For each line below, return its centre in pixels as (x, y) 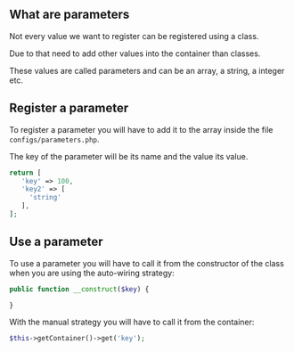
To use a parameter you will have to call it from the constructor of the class (147, 263)
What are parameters (69, 15)
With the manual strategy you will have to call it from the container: (132, 322)
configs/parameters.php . (54, 139)
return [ (25, 173)
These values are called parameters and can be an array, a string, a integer (147, 70)
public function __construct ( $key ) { (79, 289)
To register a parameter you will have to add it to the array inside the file (141, 129)
